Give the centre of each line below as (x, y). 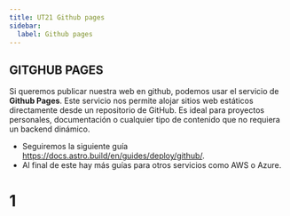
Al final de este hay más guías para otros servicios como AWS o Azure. (152, 165)
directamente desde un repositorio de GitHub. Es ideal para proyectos (137, 110)
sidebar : (25, 26)
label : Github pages (55, 34)
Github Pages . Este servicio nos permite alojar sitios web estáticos (132, 101)
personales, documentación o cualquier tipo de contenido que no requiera (145, 120)
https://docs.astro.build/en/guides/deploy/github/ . (114, 156)
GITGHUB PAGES (56, 70)
